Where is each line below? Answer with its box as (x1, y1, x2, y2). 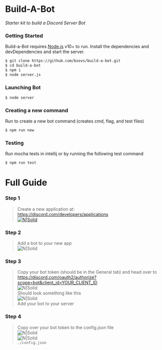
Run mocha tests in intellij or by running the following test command (5, 151, 144, 157)
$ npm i (5, 67, 21, 72)
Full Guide (5, 177, 48, 188)
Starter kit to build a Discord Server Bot (5, 20, 86, 26)
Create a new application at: (17, 206, 75, 212)
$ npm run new (5, 128, 35, 133)
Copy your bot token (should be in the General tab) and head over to (17, 269, 157, 275)
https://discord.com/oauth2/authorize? (17, 274, 97, 281)
